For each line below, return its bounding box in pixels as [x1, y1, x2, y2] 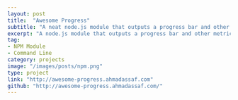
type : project [7, 69, 50, 76]
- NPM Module [7, 43, 46, 50]
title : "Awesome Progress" [7, 17, 91, 24]
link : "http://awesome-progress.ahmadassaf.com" [7, 75, 154, 83]
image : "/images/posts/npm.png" [7, 63, 103, 70]
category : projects [7, 56, 65, 63]
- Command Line [7, 50, 52, 57]
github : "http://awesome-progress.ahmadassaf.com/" [7, 82, 163, 89]
